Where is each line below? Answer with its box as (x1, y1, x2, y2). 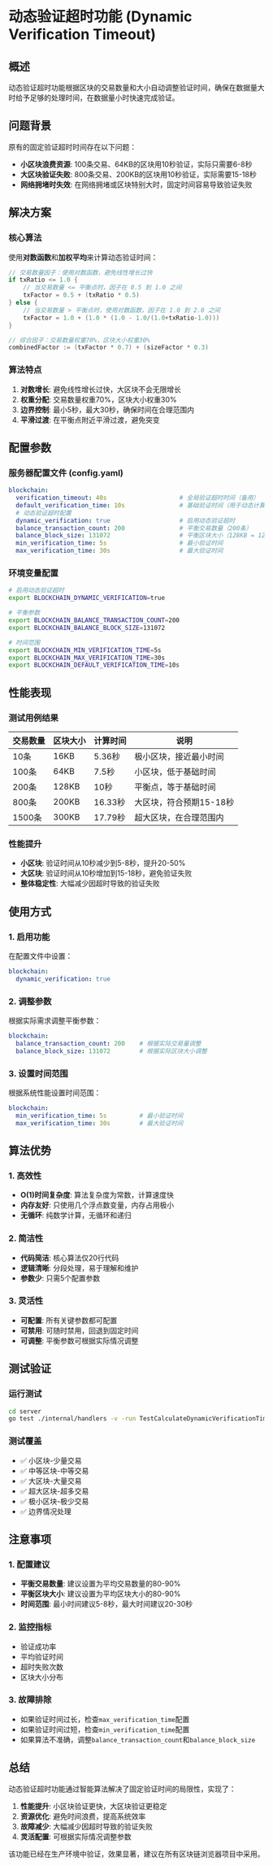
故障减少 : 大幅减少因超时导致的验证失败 (19, 1821, 153, 1831)
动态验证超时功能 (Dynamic (8, 7, 193, 26)
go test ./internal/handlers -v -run (8, 1415, 136, 1423)
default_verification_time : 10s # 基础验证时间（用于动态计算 (15, 501, 266, 509)
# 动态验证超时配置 (15, 509, 71, 517)
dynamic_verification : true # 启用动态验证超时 (15, 516, 236, 524)
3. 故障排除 (8, 1694, 52, 1706)
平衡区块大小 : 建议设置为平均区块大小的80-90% (19, 1589, 181, 1598)
